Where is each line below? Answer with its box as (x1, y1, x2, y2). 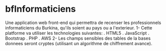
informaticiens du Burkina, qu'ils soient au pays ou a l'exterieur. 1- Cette (5, 25, 153, 30)
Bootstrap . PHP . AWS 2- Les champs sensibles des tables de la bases (5, 35, 151, 41)
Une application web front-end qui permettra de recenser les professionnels (5, 20, 162, 25)
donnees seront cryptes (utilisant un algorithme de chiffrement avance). (5, 40, 153, 46)
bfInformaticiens (5, 3, 76, 15)
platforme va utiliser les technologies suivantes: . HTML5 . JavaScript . (5, 30, 150, 36)
